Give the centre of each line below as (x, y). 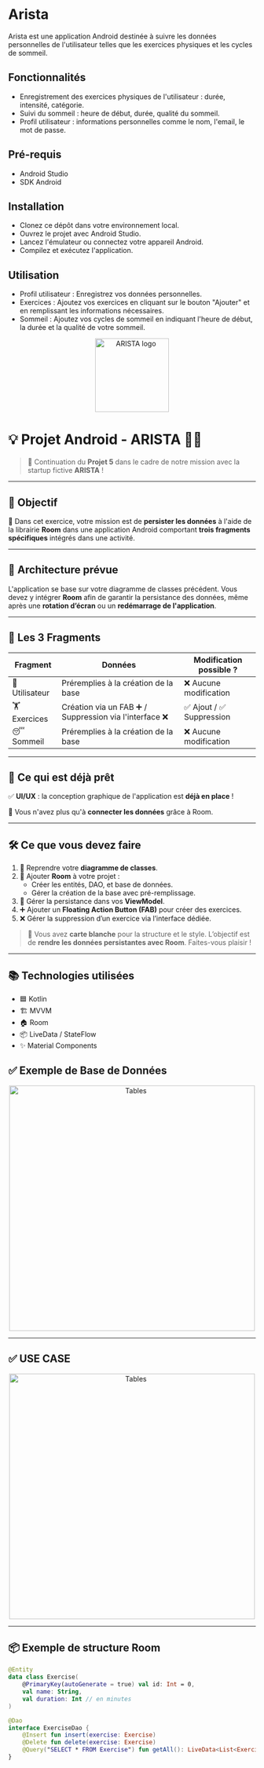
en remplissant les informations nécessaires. (92, 311)
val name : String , (52, 1692)
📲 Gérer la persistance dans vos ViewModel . (92, 902)
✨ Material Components (58, 1045)
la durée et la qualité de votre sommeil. (82, 328)
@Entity (21, 1670)
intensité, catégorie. (52, 104)
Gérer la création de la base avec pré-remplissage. (114, 893)
